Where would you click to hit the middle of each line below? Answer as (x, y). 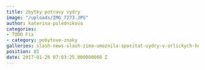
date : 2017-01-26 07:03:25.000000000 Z (57, 57)
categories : (21, 29)
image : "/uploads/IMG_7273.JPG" (47, 18)
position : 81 (23, 52)
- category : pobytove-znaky (42, 40)
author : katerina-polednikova (45, 23)
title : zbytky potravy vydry (43, 12)
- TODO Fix (20, 35)
